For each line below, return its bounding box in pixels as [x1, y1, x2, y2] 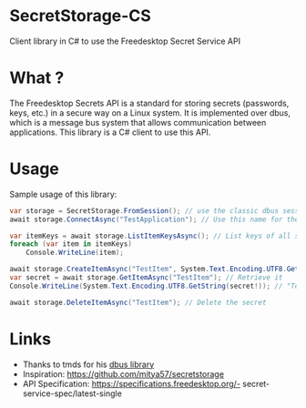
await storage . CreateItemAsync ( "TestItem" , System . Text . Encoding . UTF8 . [9, 265, 287, 274]
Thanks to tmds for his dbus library [22, 359, 155, 370]
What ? [9, 67, 65, 88]
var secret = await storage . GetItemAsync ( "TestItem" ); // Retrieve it [9, 273, 283, 282]
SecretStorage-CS [9, 5, 152, 26]
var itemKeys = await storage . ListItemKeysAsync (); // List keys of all [9, 231, 291, 240]
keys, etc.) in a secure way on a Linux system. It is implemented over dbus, [9, 107, 291, 118]
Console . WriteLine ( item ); [25, 248, 125, 258]
